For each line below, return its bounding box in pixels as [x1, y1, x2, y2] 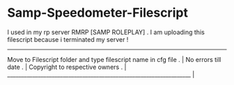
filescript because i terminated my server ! [7, 35, 129, 43]
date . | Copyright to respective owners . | [7, 63, 127, 71]
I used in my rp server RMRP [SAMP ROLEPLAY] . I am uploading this [7, 28, 205, 36]
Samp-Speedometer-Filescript [7, 5, 188, 21]
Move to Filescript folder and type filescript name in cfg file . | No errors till [7, 55, 221, 63]
